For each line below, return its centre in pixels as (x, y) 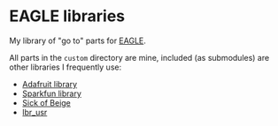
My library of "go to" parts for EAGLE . (77, 41)
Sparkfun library (52, 93)
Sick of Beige (46, 102)
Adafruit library (50, 84)
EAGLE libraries (67, 16)
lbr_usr (35, 112)
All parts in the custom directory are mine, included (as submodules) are (139, 57)
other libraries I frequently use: (66, 67)
